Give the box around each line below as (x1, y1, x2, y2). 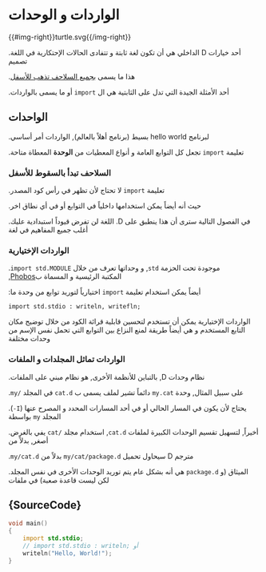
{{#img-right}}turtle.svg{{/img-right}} (8, 32, 132, 42)
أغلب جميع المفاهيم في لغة (8, 225, 89, 235)
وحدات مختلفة (8, 334, 50, 344)
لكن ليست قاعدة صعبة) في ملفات (8, 475, 109, 485)
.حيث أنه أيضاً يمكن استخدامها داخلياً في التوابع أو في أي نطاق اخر (8, 201, 201, 211)
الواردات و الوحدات (8, 6, 120, 24)
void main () (8, 519, 48, 528)
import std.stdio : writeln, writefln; (8, 303, 141, 311)
